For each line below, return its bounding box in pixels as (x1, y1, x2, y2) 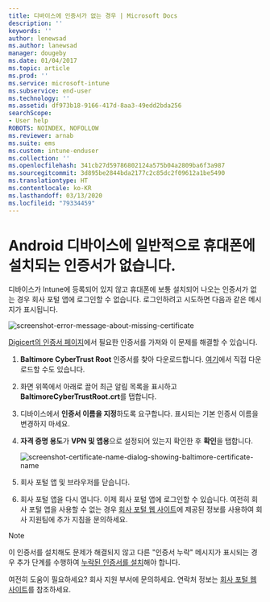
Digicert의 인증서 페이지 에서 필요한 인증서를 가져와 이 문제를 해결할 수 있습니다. (8, 338, 258, 347)
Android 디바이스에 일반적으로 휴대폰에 (8, 236, 255, 255)
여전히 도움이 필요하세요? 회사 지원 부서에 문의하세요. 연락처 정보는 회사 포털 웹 (8, 575, 257, 584)
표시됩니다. (23, 305, 59, 314)
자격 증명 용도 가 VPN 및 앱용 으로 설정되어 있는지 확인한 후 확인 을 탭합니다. (19, 436, 254, 446)
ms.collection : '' (8, 154, 70, 162)
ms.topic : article (8, 64, 70, 73)
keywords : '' (8, 27, 52, 35)
